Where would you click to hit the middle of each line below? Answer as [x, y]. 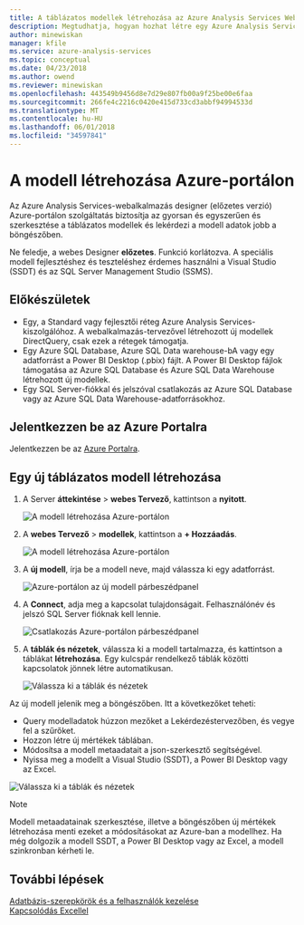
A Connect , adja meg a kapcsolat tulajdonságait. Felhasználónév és [149, 604]
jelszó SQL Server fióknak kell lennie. [91, 614]
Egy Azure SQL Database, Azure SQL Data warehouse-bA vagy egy [148, 351]
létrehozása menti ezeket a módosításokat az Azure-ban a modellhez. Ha [146, 832]
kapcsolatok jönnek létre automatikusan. [98, 669]
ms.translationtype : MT [54, 111]
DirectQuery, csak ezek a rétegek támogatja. [105, 341]
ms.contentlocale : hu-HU [56, 119]
